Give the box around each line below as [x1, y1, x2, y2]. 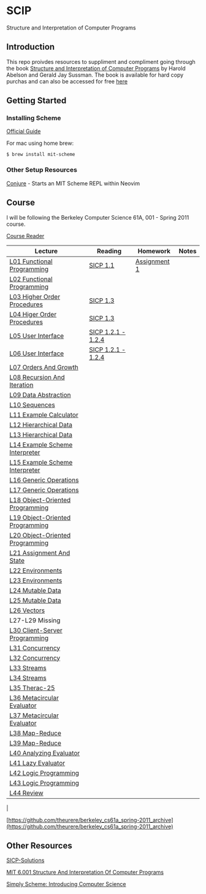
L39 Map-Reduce [9, 739, 61, 747]
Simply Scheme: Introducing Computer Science [6, 881, 126, 888]
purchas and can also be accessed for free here [6, 77, 128, 85]
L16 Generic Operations [9, 476, 79, 484]
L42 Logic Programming [9, 768, 80, 777]
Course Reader [6, 232, 45, 239]
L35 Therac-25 [9, 684, 55, 692]
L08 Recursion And [9, 372, 66, 381]
